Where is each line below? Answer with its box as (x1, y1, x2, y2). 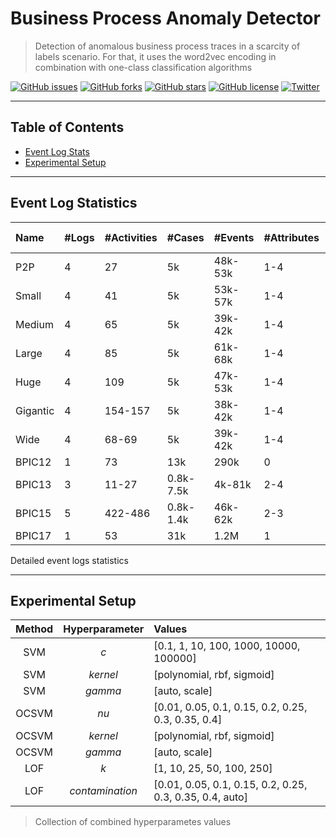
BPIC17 (15, 528, 52, 542)
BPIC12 (15, 455, 52, 469)
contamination (69, 784, 138, 798)
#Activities (104, 230, 158, 244)
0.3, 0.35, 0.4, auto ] (153, 790, 248, 804)
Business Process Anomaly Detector (10, 7, 321, 30)
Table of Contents (10, 119, 125, 136)
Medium (15, 317, 54, 331)
